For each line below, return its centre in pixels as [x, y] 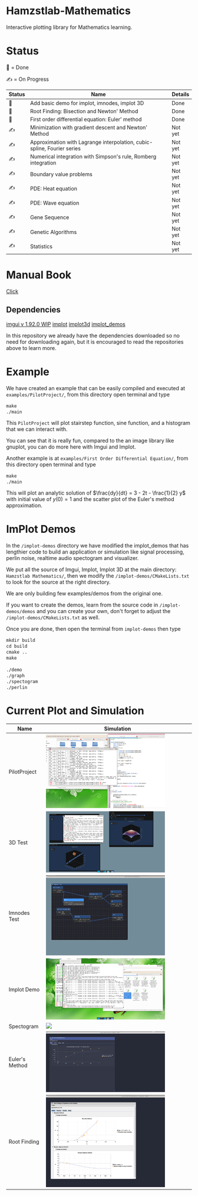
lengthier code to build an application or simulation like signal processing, [95, 552]
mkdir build [21, 640]
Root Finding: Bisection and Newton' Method [84, 111]
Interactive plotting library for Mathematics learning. [69, 27]
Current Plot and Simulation [75, 711]
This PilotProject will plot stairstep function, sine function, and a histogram [98, 423]
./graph [16, 676]
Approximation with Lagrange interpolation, [82, 142]
